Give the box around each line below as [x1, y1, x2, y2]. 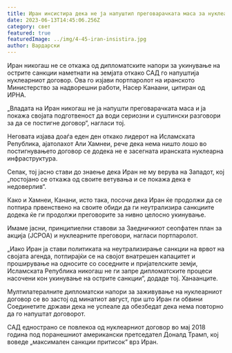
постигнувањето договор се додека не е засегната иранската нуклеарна [7, 147, 224, 155]
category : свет [7, 23, 51, 30]
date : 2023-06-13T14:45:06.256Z [7, 17, 100, 24]
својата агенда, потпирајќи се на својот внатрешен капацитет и [7, 252, 195, 260]
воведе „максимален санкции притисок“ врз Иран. [7, 338, 159, 346]
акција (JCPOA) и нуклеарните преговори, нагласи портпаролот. [7, 231, 198, 239]
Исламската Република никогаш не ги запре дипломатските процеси [7, 267, 213, 275]
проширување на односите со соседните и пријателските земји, [7, 260, 198, 267]
